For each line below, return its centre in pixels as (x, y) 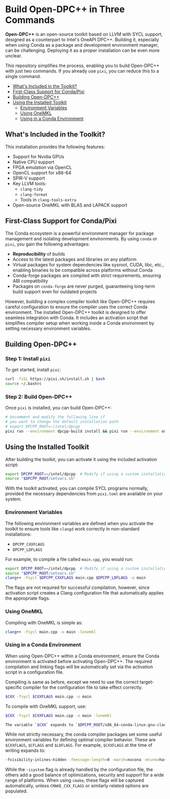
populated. (16, 791)
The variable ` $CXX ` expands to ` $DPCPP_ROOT (54, 725)
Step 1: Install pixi (28, 359)
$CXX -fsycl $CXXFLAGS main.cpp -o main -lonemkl (59, 716)
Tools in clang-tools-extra (48, 199)
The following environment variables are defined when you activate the (79, 523)
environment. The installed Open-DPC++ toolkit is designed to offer (76, 312)
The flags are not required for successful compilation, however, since (78, 587)
